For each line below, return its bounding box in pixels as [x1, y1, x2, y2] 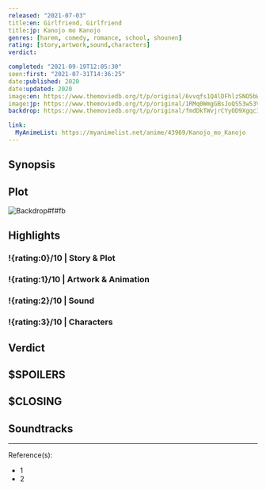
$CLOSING [8, 395, 63, 408]
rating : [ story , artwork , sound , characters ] [8, 41, 150, 49]
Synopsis [8, 158, 55, 171]
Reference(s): [8, 450, 53, 460]
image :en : [8, 92, 41, 100]
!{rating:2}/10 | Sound [8, 295, 95, 306]
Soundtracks [8, 422, 74, 435]
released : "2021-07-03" [8, 11, 87, 20]
